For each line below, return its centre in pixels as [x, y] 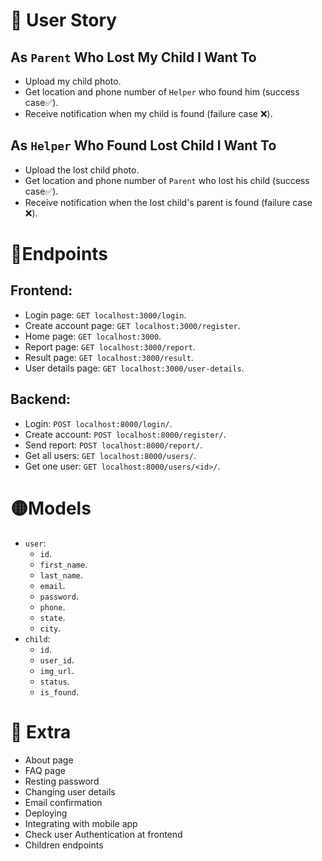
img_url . [57, 670]
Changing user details [70, 791]
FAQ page [45, 770]
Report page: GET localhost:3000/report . [110, 346]
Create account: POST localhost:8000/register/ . [125, 434]
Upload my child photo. [73, 81]
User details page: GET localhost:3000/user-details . [134, 368]
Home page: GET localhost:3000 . [93, 336]
